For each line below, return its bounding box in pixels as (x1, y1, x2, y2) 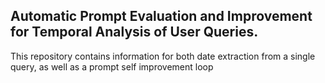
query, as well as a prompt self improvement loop (10, 60, 214, 73)
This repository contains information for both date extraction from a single (10, 50, 316, 62)
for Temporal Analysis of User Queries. (10, 24, 259, 41)
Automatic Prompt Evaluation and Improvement (10, 8, 313, 25)
